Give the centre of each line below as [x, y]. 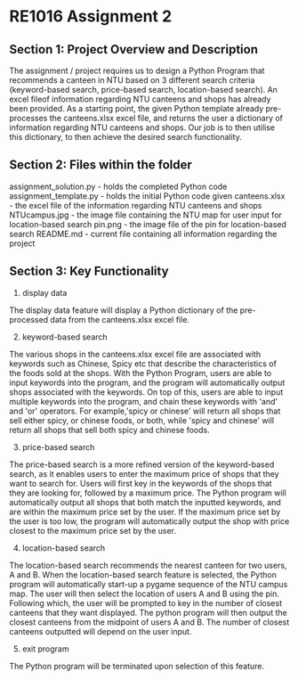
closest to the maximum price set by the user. [93, 530]
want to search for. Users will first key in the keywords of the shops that [141, 483]
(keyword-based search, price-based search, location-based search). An [144, 90]
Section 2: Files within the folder [101, 165]
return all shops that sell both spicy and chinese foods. [110, 430]
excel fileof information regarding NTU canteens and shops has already [140, 99]
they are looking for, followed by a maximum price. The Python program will [148, 493]
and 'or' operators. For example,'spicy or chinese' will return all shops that [145, 411]
